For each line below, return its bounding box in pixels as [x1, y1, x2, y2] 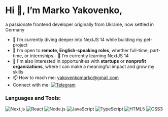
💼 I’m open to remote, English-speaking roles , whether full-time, [12, 47, 149, 53]
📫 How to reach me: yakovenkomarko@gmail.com [12, 74, 119, 81]
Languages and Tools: [5, 94, 61, 101]
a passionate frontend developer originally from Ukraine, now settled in [5, 21, 154, 27]
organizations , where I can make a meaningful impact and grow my [12, 63, 155, 69]
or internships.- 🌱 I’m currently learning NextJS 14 [24, 53, 129, 59]
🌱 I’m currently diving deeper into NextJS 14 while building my [12, 36, 143, 43]
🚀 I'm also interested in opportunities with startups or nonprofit [12, 58, 146, 64]
